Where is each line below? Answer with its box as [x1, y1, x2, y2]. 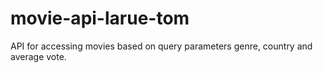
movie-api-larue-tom [10, 7, 190, 30]
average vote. [10, 50, 67, 62]
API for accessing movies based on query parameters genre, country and [10, 40, 313, 52]
